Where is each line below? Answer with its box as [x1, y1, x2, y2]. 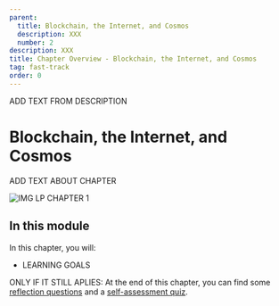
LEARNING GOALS [21, 260, 91, 270]
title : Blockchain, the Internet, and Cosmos [17, 21, 190, 30]
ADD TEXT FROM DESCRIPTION [9, 95, 127, 106]
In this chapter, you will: [9, 242, 96, 252]
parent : [9, 12, 38, 22]
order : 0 [9, 71, 42, 80]
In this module [9, 219, 90, 234]
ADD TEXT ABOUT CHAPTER [9, 175, 117, 186]
